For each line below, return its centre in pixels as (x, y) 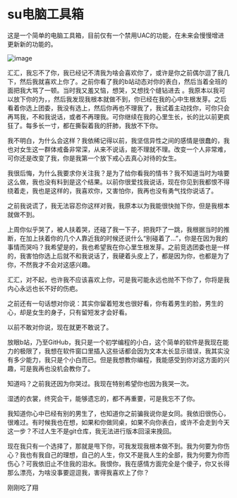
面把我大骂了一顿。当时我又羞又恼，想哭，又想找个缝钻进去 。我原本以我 (113, 90)
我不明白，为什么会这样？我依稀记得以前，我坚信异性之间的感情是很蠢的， (115, 140)
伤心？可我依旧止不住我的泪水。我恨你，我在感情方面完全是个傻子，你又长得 (119, 463)
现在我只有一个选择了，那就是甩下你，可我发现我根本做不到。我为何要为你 (115, 446)
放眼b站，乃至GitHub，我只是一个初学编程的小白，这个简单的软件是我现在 (115, 342)
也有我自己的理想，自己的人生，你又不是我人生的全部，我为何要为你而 (128, 454)
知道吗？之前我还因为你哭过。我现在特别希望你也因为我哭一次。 (100, 383)
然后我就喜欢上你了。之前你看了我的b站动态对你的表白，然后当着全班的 (123, 81)
